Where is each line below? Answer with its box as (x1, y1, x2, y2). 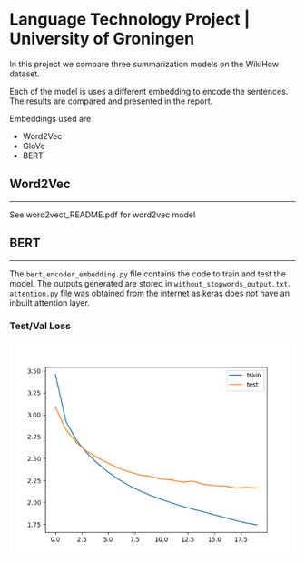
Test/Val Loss (9, 319, 71, 332)
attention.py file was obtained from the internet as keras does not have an (9, 287, 290, 298)
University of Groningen (9, 28, 195, 49)
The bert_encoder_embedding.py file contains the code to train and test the (9, 268, 286, 279)
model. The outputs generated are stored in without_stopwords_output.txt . (9, 277, 290, 288)
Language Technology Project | (9, 9, 251, 30)
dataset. (9, 68, 41, 79)
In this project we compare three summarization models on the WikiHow (9, 58, 280, 69)
